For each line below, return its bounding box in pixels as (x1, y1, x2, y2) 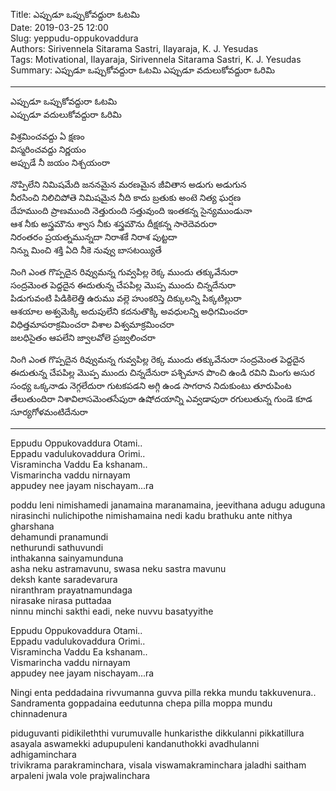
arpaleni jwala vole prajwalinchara (10, 770, 151, 781)
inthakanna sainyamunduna (10, 552, 124, 564)
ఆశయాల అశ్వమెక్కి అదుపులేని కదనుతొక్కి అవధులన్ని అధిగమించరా (10, 305, 248, 317)
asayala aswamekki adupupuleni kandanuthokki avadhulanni (10, 738, 260, 749)
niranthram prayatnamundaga (10, 584, 133, 596)
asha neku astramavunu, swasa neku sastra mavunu (10, 563, 227, 574)
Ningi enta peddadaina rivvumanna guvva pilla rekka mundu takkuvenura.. (10, 687, 317, 698)
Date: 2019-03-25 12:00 (10, 22, 109, 33)
